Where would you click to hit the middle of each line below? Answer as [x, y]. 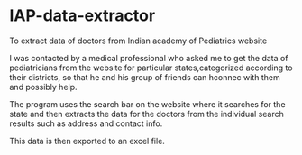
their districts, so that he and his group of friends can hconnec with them [145, 77]
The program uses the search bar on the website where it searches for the [147, 104]
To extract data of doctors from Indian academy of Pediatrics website [138, 41]
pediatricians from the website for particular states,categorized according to [151, 68]
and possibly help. [44, 87]
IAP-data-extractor [82, 16]
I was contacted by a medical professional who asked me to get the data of [149, 58]
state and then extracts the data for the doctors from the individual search [146, 114]
